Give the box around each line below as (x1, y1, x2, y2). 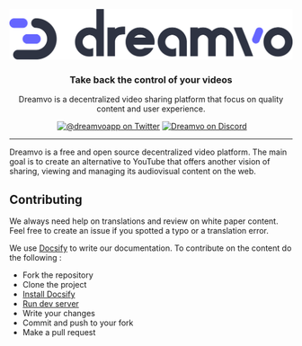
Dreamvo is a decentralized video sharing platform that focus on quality (18, 94, 284, 105)
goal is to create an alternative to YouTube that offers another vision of (9, 156, 271, 167)
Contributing (9, 191, 83, 207)
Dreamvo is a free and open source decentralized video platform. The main (9, 146, 288, 157)
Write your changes (22, 308, 96, 319)
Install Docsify (22, 288, 75, 300)
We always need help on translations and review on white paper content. (9, 216, 279, 226)
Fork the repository (22, 270, 94, 280)
